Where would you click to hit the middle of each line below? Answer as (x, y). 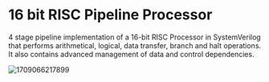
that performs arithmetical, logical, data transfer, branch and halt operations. (135, 45)
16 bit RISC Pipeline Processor (110, 15)
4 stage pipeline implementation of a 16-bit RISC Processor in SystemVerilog (134, 37)
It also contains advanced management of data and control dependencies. (131, 54)
